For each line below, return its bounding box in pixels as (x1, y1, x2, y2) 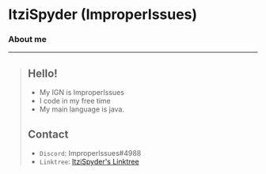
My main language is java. (39, 104, 125, 114)
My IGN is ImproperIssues (39, 88, 125, 97)
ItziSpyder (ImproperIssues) (8, 6, 198, 24)
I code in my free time (39, 96, 111, 106)
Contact (27, 127, 69, 141)
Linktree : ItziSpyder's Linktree (39, 157, 140, 167)
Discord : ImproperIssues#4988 (39, 149, 142, 158)
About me (8, 34, 47, 45)
